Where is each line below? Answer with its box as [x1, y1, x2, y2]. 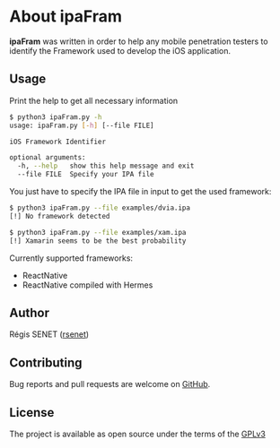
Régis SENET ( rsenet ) [9, 329, 90, 340]
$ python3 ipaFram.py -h [9, 112, 102, 122]
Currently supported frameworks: [9, 253, 133, 263]
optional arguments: [9, 153, 87, 162]
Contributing [9, 355, 83, 370]
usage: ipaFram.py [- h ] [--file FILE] [9, 121, 154, 130]
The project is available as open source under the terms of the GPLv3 [9, 428, 267, 439]
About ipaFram [9, 6, 123, 27]
